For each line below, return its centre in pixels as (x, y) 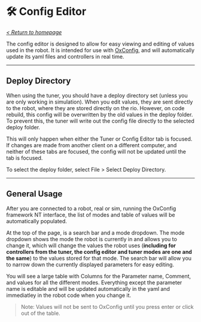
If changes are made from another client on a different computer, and (92, 145)
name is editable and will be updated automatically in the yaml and (88, 288)
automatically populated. (37, 221)
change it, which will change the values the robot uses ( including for (91, 245)
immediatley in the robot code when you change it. (69, 295)
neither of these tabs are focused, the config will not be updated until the (96, 151)
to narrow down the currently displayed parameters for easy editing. (90, 265)
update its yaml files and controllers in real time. (65, 56)
